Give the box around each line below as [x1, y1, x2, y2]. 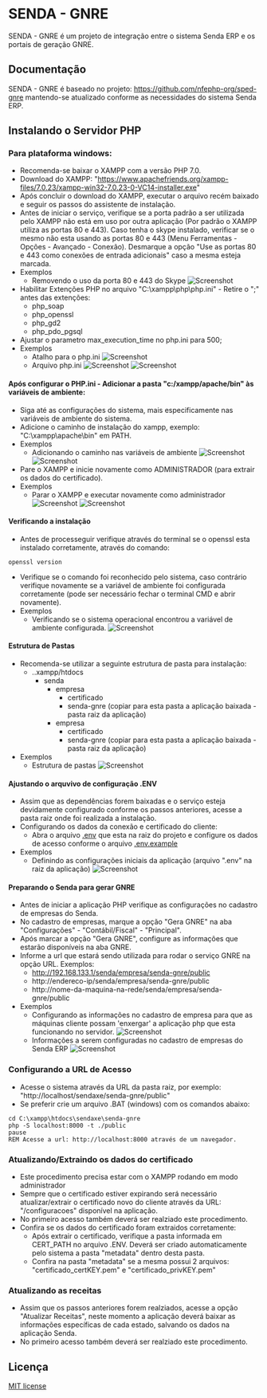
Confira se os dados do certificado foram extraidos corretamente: [19, 1223, 237, 1232]
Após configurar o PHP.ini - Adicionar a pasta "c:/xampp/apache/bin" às [8, 379, 254, 389]
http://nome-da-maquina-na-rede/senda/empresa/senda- [31, 985, 223, 995]
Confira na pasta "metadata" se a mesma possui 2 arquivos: [31, 1257, 230, 1266]
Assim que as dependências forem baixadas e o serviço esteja [19, 796, 226, 806]
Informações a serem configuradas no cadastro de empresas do [31, 1035, 243, 1045]
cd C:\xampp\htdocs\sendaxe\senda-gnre [8, 1114, 141, 1122]
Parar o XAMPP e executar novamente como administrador [31, 489, 226, 499]
